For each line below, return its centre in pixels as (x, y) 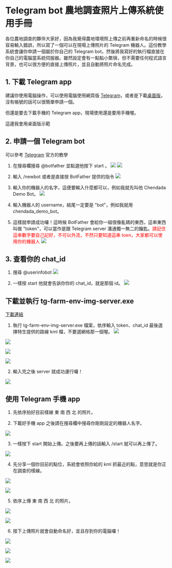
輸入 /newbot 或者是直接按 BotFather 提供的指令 (63, 176)
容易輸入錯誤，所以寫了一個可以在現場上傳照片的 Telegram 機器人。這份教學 (86, 45)
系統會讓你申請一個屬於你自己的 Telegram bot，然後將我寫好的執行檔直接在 (85, 51)
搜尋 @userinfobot (32, 272)
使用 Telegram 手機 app (43, 399)
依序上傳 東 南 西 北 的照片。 (43, 501)
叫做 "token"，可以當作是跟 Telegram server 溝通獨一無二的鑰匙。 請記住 (89, 229)
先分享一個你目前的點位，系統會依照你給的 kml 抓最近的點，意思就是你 (87, 464)
